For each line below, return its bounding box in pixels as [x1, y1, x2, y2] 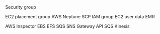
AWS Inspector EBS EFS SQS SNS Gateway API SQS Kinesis [5, 23, 130, 29]
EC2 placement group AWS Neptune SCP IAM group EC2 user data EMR [5, 14, 155, 19]
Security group [5, 4, 36, 10]
